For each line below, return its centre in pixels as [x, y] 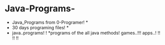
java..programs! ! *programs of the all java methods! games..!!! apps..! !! [86, 33]
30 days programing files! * [40, 27]
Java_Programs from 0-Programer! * [50, 22]
